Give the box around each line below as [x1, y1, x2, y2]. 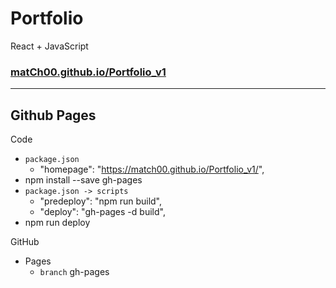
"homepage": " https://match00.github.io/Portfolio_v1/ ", [39, 163, 265, 176]
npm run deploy [24, 217, 91, 229]
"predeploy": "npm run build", [39, 195, 163, 207]
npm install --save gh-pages [24, 174, 143, 186]
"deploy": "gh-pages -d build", [39, 206, 166, 218]
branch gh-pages [39, 266, 110, 278]
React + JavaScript [10, 40, 89, 52]
